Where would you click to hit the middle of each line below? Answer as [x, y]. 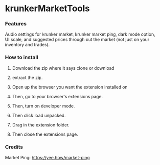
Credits [14, 147]
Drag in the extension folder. [41, 124]
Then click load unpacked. [39, 115]
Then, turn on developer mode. [44, 106]
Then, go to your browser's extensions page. [57, 96]
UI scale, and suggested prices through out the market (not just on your [77, 40]
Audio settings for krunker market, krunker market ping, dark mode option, [80, 34]
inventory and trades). [27, 45]
